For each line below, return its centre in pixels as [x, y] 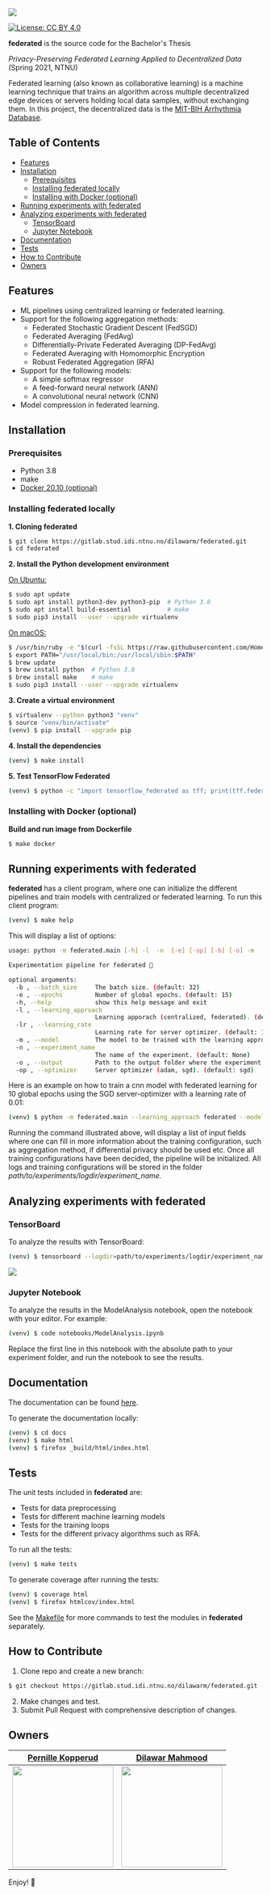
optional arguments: [43, 980]
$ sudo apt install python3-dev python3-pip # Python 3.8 [110, 602]
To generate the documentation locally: [73, 1417]
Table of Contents [54, 143]
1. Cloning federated [43, 526]
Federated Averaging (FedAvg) [83, 336]
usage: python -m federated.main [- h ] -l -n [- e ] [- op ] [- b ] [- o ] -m [131, 951]
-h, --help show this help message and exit [111, 1002]
